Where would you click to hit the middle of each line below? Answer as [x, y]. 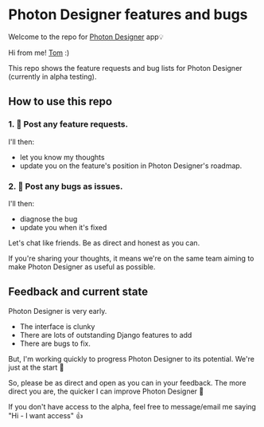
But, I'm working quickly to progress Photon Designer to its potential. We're [131, 358]
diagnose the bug [49, 219]
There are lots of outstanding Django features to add [106, 335]
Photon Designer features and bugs [128, 15]
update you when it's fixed [63, 227]
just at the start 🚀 [37, 367]
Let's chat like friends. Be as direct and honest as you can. [104, 243]
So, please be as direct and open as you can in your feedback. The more [127, 382]
